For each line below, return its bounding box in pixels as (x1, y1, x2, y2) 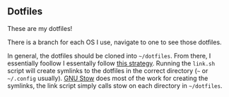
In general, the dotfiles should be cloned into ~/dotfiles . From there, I (7, 51, 211, 60)
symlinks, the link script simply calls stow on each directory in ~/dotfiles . (7, 81, 223, 90)
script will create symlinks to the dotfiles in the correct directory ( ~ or (7, 66, 209, 75)
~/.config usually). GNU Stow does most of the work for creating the (7, 74, 209, 82)
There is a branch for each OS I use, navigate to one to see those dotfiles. (7, 38, 222, 46)
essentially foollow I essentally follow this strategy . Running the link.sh (7, 59, 216, 67)
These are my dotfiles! (7, 24, 73, 32)
